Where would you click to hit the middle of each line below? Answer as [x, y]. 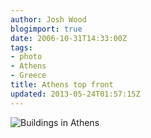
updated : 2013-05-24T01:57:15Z [75, 94]
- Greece [28, 76]
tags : [21, 47]
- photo [26, 57]
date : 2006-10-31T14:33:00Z [69, 38]
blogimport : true [46, 29]
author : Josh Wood [48, 19]
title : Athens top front [62, 85]
